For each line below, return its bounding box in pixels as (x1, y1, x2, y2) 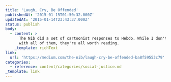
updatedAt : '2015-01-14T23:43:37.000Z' (5, 17, 90, 22)
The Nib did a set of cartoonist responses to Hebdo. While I (18, 36, 154, 41)
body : (5, 26, 17, 32)
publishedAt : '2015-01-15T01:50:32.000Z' (5, 12, 95, 17)
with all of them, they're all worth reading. (18, 41, 120, 46)
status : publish (5, 21, 40, 27)
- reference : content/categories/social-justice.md (10, 64, 122, 69)
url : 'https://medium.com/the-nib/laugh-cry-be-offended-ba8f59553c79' (10, 54, 165, 60)
